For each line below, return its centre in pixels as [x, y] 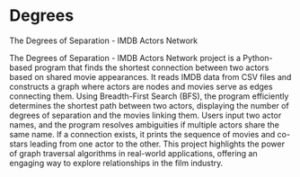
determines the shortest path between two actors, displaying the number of [149, 105]
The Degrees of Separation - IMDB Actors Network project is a [125, 58]
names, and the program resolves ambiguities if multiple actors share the [145, 124]
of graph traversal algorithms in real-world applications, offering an [133, 153]
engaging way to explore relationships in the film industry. [116, 163]
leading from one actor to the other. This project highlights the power [158, 144]
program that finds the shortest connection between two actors [152, 67]
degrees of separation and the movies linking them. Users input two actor [146, 115]
